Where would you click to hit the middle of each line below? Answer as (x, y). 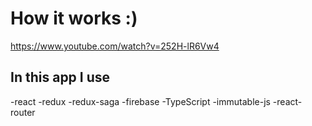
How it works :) (74, 18)
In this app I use (60, 77)
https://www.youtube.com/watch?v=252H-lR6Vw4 (115, 46)
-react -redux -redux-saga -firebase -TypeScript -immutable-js (140, 101)
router (23, 112)
